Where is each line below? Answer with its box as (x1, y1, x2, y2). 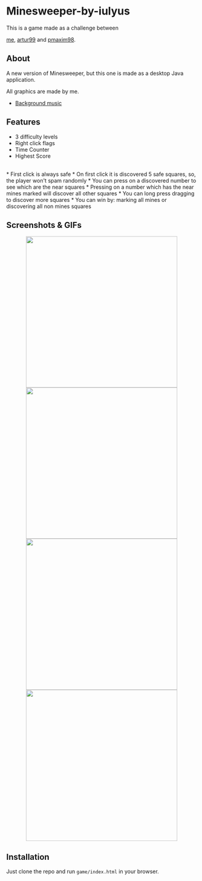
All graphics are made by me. (6, 88, 80, 95)
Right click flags (15, 139, 56, 146)
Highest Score (15, 152, 51, 160)
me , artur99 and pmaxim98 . (6, 36, 76, 43)
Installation (6, 851, 50, 862)
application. (6, 76, 36, 83)
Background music (15, 99, 62, 106)
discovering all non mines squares (6, 203, 92, 210)
